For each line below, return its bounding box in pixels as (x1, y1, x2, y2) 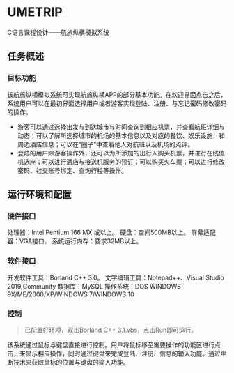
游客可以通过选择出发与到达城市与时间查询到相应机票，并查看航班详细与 (17, 123, 225, 131)
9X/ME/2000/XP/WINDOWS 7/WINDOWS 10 (7, 290, 134, 298)
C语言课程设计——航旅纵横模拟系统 (7, 28, 110, 36)
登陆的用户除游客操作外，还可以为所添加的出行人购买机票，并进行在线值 (17, 149, 225, 157)
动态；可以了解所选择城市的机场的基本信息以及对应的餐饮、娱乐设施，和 (17, 131, 225, 139)
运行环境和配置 (7, 189, 72, 201)
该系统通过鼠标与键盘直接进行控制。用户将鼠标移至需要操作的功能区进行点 (7, 340, 221, 349)
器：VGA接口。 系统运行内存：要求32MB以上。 (7, 237, 143, 245)
